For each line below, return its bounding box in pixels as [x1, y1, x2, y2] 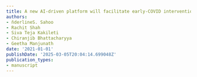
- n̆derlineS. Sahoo [6, 19, 54, 25]
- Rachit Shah [6, 24, 41, 31]
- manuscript [6, 62, 38, 68]
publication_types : [6, 57, 54, 63]
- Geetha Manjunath [6, 41, 54, 47]
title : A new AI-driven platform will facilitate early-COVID [6, 8, 161, 14]
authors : [6, 14, 28, 20]
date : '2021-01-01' [6, 46, 54, 52]
